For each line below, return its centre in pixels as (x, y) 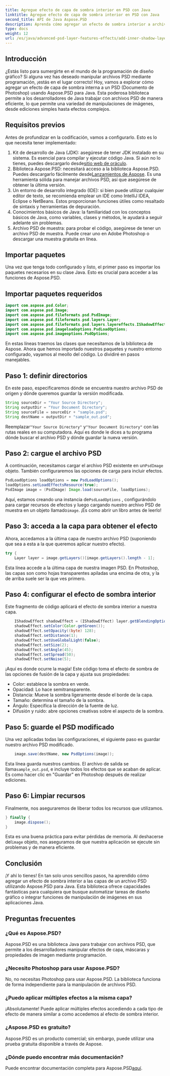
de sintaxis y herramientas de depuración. (56, 206)
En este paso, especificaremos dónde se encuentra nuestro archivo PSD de (84, 388)
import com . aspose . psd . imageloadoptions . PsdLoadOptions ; (67, 329)
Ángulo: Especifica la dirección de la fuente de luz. (66, 706)
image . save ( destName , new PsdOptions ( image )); (64, 754)
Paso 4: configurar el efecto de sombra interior (80, 594)
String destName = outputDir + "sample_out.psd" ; (59, 417)
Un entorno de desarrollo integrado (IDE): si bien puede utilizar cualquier (88, 190)
